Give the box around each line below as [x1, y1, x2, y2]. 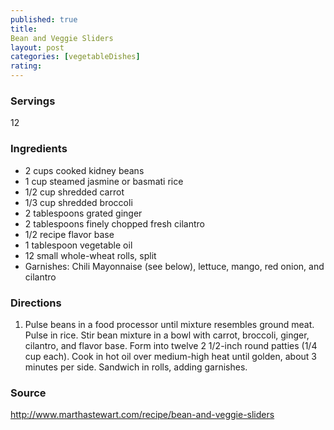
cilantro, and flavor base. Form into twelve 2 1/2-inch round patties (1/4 [24, 339, 318, 351]
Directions [10, 296, 62, 310]
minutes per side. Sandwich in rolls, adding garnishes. [24, 361, 248, 373]
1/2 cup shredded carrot [24, 186, 125, 198]
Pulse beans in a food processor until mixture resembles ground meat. [24, 318, 315, 330]
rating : [10, 61, 43, 71]
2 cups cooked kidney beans [24, 164, 145, 176]
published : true [10, 14, 78, 25]
